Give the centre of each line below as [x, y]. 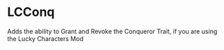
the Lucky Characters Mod [45, 38]
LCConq [31, 12]
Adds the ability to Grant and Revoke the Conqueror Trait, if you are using [112, 31]
